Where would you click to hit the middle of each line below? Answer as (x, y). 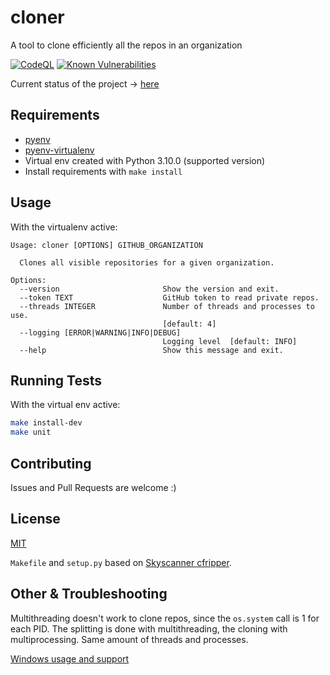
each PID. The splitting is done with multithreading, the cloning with (149, 628)
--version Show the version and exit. (149, 289)
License (35, 519)
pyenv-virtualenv (59, 150)
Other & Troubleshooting (89, 594)
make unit (31, 432)
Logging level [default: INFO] (230, 341)
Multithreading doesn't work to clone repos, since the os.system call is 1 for (165, 618)
